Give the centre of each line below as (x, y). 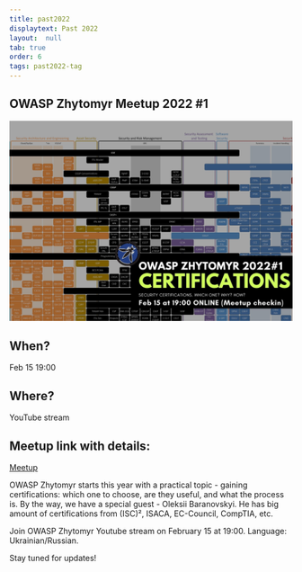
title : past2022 (40, 19)
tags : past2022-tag (46, 67)
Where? (32, 396)
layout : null (36, 38)
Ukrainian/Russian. (44, 541)
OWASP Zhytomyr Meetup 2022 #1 (109, 104)
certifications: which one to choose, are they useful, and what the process (147, 495)
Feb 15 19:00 (33, 368)
